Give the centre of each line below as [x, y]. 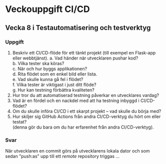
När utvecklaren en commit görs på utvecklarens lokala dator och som [77, 151]
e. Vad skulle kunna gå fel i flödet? [48, 79]
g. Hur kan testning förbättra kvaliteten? [53, 90]
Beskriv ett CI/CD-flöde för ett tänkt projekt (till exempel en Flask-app [84, 52]
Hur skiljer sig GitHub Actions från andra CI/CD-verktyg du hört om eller [86, 116]
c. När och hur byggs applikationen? [50, 68]
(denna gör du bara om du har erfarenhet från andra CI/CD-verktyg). [83, 127]
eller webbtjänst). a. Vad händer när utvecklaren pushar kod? [75, 58]
